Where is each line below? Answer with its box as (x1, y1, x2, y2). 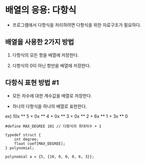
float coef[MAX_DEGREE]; (14, 141, 66, 146)
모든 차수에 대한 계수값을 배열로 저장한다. (12, 92, 92, 98)
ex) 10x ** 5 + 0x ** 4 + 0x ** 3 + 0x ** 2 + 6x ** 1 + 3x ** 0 (5, 113, 128, 119)
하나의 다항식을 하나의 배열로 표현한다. (12, 103, 87, 109)
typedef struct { (5, 132, 41, 137)
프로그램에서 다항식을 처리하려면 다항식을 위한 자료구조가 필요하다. (12, 22, 142, 28)
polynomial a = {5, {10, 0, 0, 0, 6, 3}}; (5, 154, 94, 159)
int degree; (14, 137, 39, 142)
